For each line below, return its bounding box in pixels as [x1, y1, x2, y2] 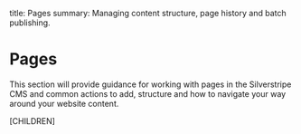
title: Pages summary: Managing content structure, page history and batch [9, 8, 287, 18]
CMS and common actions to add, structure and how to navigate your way [9, 88, 287, 99]
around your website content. [9, 98, 119, 109]
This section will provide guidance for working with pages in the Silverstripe [9, 79, 292, 90]
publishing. [9, 17, 52, 28]
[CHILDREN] [9, 115, 56, 126]
